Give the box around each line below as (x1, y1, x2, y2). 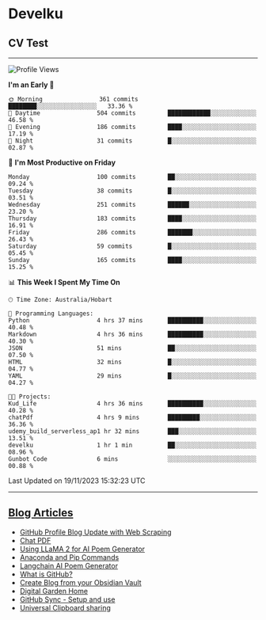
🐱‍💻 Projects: (8, 393, 51, 401)
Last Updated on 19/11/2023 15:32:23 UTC (8, 476, 146, 485)
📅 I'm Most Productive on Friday (8, 158, 116, 167)
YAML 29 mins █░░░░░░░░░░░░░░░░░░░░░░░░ (8, 372, 257, 380)
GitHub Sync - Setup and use (19, 595, 116, 604)
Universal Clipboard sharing (19, 603, 111, 612)
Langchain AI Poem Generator (19, 561, 119, 570)
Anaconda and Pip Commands (19, 552, 120, 562)
